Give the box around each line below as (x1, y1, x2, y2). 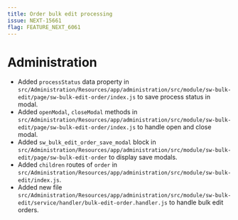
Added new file (17, 183, 63, 192)
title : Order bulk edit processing (7, 10, 113, 18)
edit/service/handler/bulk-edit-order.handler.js (17, 199, 168, 207)
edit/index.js (17, 177, 60, 185)
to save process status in (137, 93, 211, 101)
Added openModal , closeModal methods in (17, 108, 138, 116)
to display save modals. (109, 153, 178, 162)
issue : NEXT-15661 (7, 17, 62, 24)
